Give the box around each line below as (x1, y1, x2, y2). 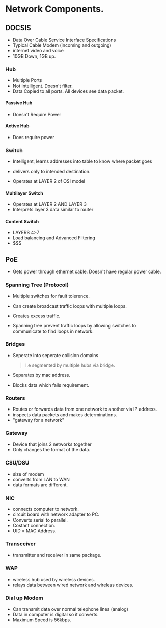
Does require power (12, 134, 54, 140)
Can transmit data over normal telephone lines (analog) (12, 606, 129, 612)
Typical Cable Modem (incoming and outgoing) (12, 42, 112, 48)
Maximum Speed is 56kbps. (12, 617, 71, 623)
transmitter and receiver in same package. (12, 552, 102, 558)
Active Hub (5, 123, 30, 129)
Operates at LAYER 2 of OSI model (12, 178, 86, 184)
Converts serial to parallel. (12, 517, 68, 523)
